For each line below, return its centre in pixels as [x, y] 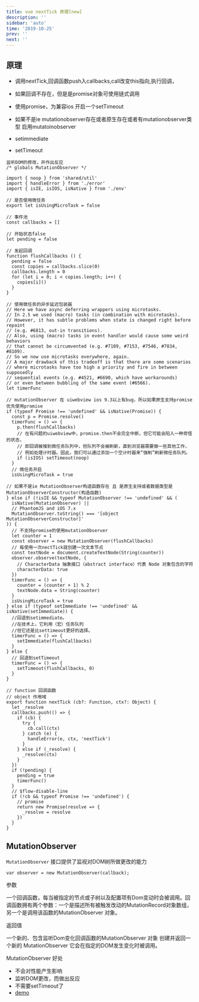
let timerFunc [24, 388]
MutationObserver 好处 [35, 958]
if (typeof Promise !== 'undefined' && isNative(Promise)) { [84, 411]
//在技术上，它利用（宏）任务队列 [48, 624]
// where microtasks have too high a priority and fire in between [92, 367]
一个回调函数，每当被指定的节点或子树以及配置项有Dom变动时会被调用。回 [98, 897]
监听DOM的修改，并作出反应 [35, 162]
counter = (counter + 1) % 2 [53, 585]
